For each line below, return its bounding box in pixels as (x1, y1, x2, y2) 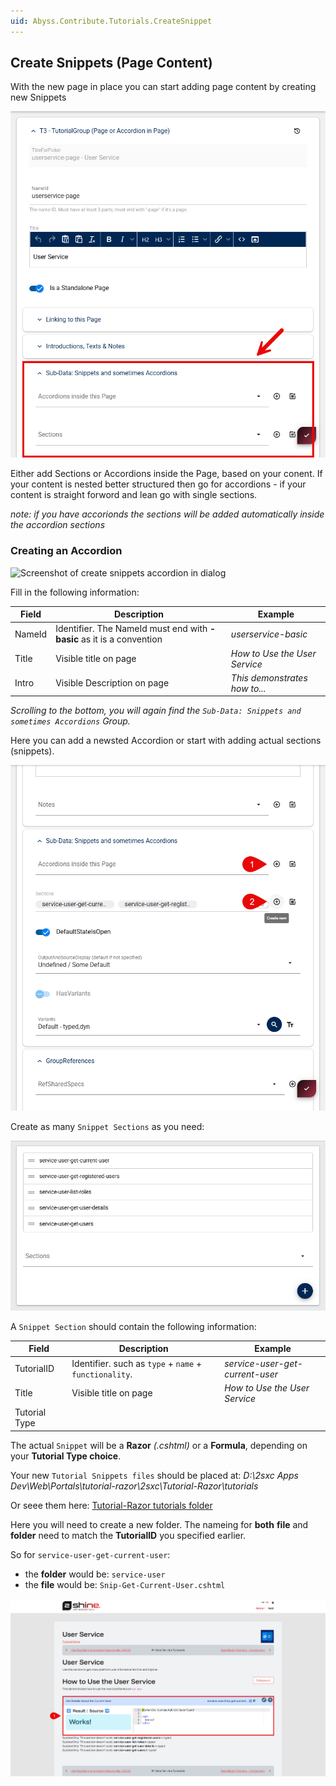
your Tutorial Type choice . (10, 1450, 122, 1462)
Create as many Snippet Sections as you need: (10, 1121, 205, 1133)
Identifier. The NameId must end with (55, 623, 208, 635)
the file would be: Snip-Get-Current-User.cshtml (24, 1578, 226, 1590)
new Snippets (10, 91, 67, 104)
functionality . (71, 1368, 133, 1380)
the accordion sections (10, 519, 106, 531)
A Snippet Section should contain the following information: (10, 1320, 257, 1332)
